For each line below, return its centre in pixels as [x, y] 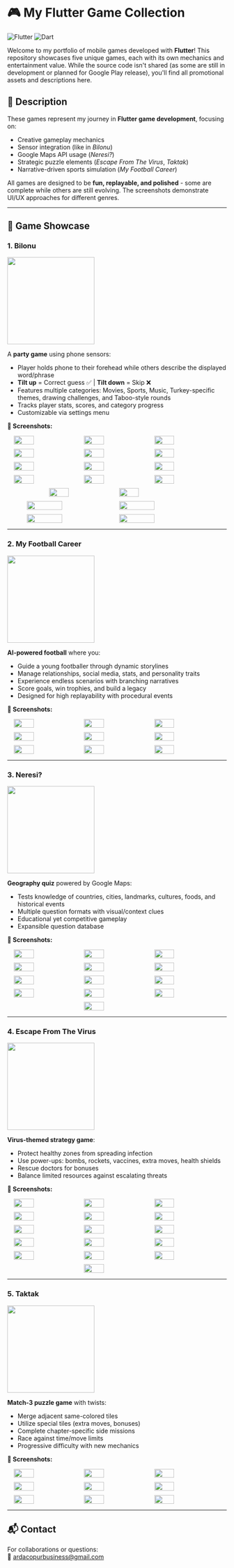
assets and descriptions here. [50, 79]
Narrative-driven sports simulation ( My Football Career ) [97, 169]
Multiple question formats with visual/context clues [91, 912]
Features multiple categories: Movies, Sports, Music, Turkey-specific [116, 390]
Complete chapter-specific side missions [76, 1431]
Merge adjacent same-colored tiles [68, 1416]
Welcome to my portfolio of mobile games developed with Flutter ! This [109, 50]
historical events [41, 904]
